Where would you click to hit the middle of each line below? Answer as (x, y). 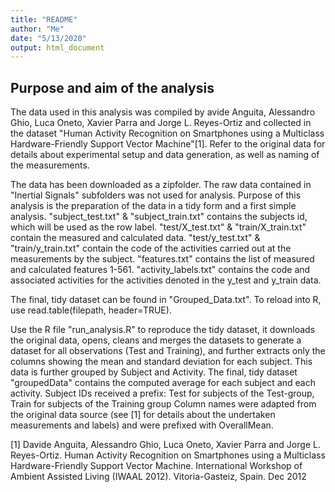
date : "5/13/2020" (48, 38)
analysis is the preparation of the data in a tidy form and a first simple (153, 206)
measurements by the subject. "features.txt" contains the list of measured (162, 259)
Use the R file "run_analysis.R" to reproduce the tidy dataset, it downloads (163, 330)
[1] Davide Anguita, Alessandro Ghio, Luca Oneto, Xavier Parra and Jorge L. (165, 445)
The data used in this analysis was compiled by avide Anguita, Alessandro (163, 112)
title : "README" (44, 19)
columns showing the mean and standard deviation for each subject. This (161, 362)
